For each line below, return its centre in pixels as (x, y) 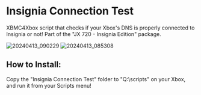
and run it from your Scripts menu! (49, 85)
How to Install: (34, 65)
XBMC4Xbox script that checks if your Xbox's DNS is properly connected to (100, 28)
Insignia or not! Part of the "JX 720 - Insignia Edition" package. (84, 34)
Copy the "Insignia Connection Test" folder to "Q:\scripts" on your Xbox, (96, 79)
